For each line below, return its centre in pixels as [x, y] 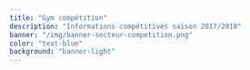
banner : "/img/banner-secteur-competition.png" [101, 35]
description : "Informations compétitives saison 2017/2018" [126, 26]
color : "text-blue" [46, 43]
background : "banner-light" [63, 52]
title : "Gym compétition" [58, 18]
